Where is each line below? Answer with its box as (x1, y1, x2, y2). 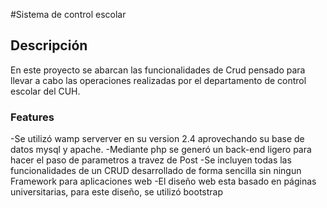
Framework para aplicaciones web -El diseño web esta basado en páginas (10, 175, 317, 188)
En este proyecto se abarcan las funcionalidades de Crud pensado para (10, 64, 306, 76)
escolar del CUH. (10, 85, 81, 97)
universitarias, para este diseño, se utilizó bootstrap (10, 186, 224, 198)
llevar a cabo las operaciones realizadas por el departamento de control (10, 74, 307, 86)
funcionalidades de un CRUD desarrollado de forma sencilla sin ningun (10, 165, 302, 177)
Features (10, 110, 55, 124)
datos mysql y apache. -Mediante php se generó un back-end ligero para (10, 144, 312, 156)
